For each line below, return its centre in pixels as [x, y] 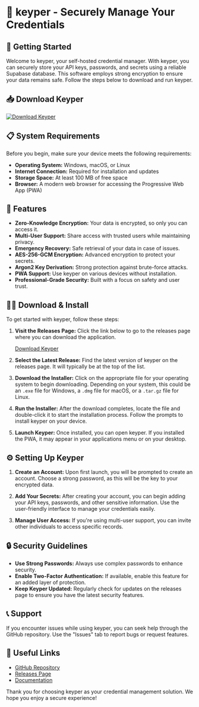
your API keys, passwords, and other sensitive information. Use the [97, 502]
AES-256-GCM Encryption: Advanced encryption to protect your [95, 254]
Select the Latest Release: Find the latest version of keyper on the [96, 360]
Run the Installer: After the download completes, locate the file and [97, 409]
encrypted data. [34, 485]
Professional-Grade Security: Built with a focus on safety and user [97, 280]
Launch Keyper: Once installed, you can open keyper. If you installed [99, 433]
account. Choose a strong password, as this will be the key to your [96, 479]
